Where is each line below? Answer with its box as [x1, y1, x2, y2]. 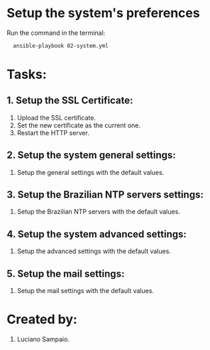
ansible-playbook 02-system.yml [13, 42, 109, 49]
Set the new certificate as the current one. [16, 121, 141, 129]
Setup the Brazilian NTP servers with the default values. [16, 208, 180, 216]
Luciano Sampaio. [16, 335, 70, 343]
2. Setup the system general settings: [6, 149, 177, 161]
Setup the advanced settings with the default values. [16, 247, 172, 255]
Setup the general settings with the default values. [16, 168, 165, 176]
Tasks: [6, 66, 47, 83]
